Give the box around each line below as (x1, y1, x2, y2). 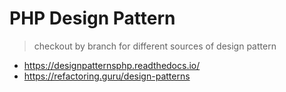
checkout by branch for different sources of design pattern (33, 40, 277, 52)
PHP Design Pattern (9, 7, 176, 30)
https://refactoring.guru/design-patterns (23, 70, 191, 82)
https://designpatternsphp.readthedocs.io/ (23, 59, 201, 71)
